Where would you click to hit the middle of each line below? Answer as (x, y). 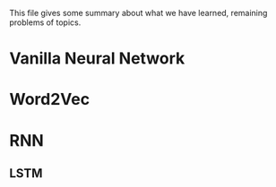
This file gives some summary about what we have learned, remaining (138, 13)
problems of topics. (45, 22)
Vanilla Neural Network (97, 59)
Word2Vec (50, 100)
